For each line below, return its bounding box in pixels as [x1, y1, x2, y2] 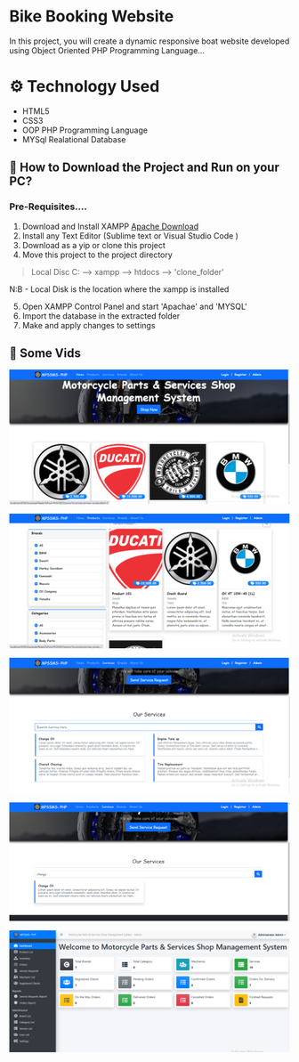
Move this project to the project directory [21, 249, 174, 260]
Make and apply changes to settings [21, 320, 156, 330]
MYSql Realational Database [21, 134, 126, 144]
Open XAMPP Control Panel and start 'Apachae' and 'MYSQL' [21, 301, 247, 312]
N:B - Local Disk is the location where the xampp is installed [9, 283, 230, 295]
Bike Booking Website [9, 6, 174, 27]
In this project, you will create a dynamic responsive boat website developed [9, 36, 290, 46]
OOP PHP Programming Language [21, 125, 149, 135]
